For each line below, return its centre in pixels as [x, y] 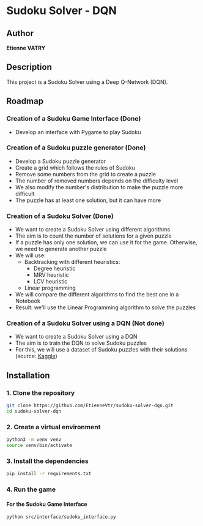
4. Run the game [31, 489]
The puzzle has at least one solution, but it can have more [88, 200]
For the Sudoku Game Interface [47, 504]
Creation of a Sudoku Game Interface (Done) [74, 119]
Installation [28, 375]
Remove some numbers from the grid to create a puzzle [85, 174]
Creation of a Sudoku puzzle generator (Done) [76, 148]
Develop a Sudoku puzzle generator [60, 161]
